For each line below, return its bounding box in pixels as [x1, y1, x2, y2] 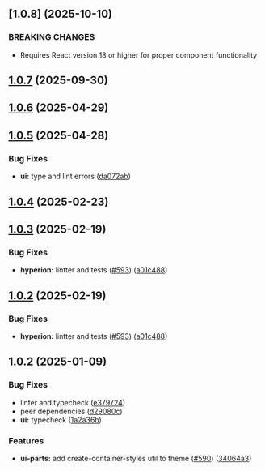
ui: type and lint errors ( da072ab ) [19, 171, 132, 182]
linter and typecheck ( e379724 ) [19, 397, 126, 407]
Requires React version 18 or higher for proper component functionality [19, 49, 258, 60]
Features [8, 435, 44, 446]
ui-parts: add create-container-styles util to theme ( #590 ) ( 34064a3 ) [19, 453, 252, 463]
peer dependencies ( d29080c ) [19, 406, 123, 416]
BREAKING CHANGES [8, 32, 95, 43]
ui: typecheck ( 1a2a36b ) [19, 414, 103, 425]
